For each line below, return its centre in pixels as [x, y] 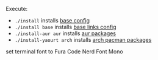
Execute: [17, 9]
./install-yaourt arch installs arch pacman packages [83, 40]
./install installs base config [52, 20]
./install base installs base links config [65, 27]
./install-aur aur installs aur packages [65, 33]
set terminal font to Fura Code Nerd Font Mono [64, 52]
